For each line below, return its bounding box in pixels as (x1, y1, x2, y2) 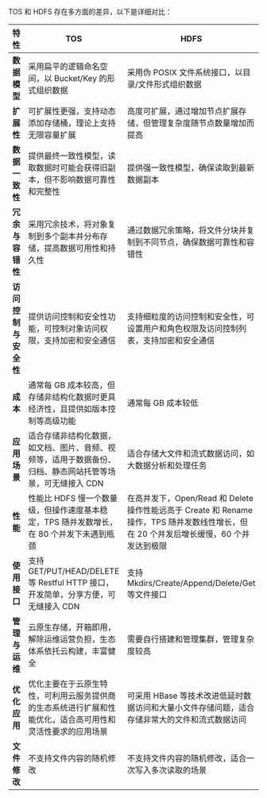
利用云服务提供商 (52, 690, 117, 701)
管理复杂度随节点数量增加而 (150, 118, 255, 129)
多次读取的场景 (150, 765, 207, 776)
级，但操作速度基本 (28, 505, 101, 515)
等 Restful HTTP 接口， (28, 577, 114, 588)
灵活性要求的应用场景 (28, 726, 109, 737)
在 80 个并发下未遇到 (28, 529, 107, 539)
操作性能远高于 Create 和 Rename (126, 505, 253, 515)
